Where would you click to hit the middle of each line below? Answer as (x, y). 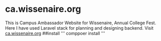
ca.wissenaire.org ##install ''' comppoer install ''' (55, 33)
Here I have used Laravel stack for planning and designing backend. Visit (80, 28)
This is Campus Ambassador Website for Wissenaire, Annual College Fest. (81, 23)
